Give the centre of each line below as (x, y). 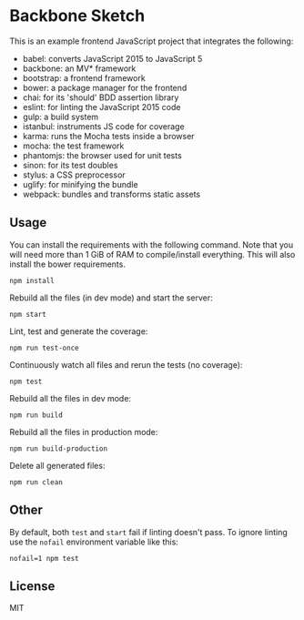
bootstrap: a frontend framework (84, 77)
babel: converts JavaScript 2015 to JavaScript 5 (112, 58)
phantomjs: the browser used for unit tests (102, 155)
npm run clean (36, 482)
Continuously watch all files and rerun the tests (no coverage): (126, 364)
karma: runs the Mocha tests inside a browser (108, 136)
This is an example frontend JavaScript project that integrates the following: (152, 41)
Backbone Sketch (77, 16)
